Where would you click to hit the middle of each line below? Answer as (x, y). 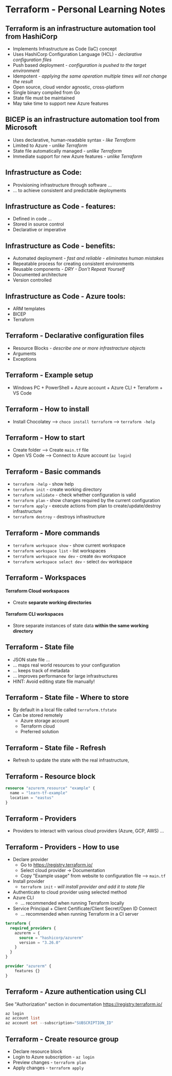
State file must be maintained (44, 98)
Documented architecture (40, 275)
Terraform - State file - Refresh (56, 748)
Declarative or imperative (39, 230)
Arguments (24, 354)
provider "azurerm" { (28, 966)
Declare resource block (37, 1051)
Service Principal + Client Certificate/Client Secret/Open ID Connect (85, 908)
